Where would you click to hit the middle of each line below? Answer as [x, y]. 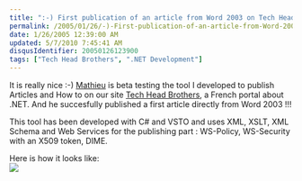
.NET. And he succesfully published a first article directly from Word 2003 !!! [151, 104]
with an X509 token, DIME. [58, 141]
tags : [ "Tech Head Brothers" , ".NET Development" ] [106, 59]
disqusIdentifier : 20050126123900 [74, 51]
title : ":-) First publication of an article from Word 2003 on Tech [142, 18]
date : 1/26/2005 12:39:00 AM [64, 34]
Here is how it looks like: [54, 158]
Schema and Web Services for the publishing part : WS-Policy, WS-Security [150, 131]
